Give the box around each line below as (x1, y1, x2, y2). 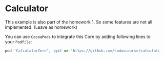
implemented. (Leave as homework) (5, 24, 78, 30)
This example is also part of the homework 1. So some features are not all (5, 19, 153, 25)
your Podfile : (5, 39, 32, 44)
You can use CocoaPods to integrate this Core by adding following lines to (5, 34, 151, 39)
